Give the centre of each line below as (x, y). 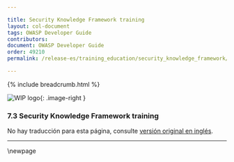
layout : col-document (39, 26)
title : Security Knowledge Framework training (76, 19)
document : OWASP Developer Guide (56, 46)
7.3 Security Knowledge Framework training (83, 115)
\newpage (22, 151)
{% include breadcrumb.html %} (54, 84)
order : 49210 (26, 52)
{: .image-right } (63, 97)
